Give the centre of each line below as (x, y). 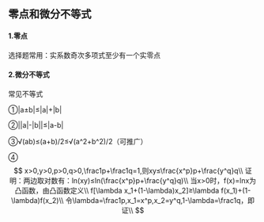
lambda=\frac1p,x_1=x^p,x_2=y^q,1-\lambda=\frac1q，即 (165, 200)
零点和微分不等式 (50, 14)
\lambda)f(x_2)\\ (37, 200)
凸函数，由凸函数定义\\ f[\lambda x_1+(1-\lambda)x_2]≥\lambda (117, 190)
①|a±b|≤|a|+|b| (35, 109)
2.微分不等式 (29, 75)
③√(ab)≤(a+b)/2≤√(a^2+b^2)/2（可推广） (78, 141)
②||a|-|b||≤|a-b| (36, 124)
